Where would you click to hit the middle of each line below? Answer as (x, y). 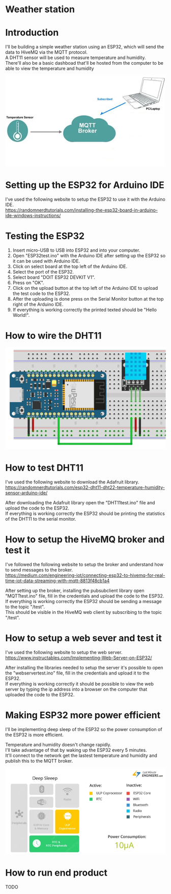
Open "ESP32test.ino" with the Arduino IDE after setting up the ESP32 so (89, 255)
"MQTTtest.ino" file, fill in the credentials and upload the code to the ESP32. (85, 596)
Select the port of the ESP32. (43, 272)
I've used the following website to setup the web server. (64, 652)
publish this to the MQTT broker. (39, 761)
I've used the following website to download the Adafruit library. (72, 482)
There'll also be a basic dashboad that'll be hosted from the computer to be (84, 63)
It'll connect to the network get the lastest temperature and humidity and (81, 755)
